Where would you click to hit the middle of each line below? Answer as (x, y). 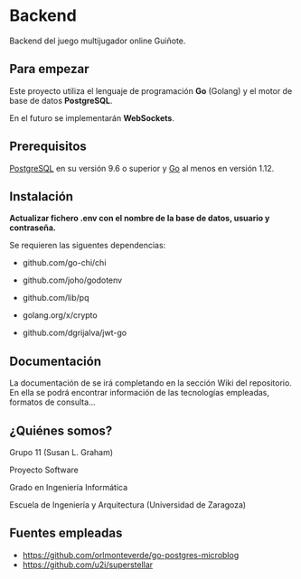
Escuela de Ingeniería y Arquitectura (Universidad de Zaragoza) (128, 505)
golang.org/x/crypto (60, 315)
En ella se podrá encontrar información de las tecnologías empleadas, (139, 393)
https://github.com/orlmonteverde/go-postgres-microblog (131, 555)
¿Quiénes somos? (61, 430)
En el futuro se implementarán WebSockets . (92, 117)
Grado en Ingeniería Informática (69, 487)
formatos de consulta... (53, 402)
